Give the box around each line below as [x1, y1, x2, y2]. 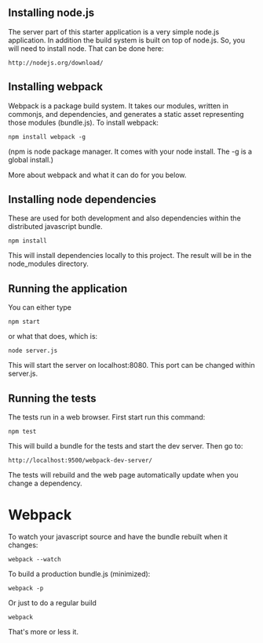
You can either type [8, 303, 72, 312]
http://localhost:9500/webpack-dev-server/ [8, 456, 153, 465]
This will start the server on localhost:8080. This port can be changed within [8, 361, 255, 370]
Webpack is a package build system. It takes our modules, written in [8, 101, 229, 111]
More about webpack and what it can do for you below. [8, 170, 187, 180]
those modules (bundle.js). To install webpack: [8, 118, 159, 127]
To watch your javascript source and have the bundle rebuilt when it [8, 532, 228, 541]
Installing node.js [8, 6, 95, 20]
